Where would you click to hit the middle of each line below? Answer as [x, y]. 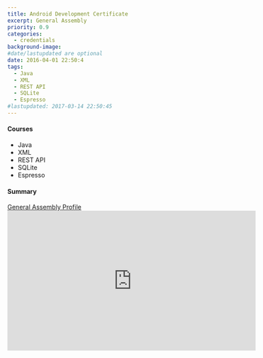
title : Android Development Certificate [68, 14]
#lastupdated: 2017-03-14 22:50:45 [60, 107]
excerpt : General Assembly [47, 21]
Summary [22, 191]
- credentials [34, 40]
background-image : [34, 47]
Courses [20, 129]
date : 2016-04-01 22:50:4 [45, 60]
